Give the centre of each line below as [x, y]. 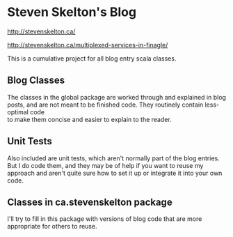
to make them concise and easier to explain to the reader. [89, 119]
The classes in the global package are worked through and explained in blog [116, 97]
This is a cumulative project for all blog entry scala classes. [92, 58]
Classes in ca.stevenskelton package [90, 202]
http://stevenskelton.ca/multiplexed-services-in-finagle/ [88, 45]
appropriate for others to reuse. [52, 227]
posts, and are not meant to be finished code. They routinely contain [105, 105]
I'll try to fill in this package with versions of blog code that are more [105, 219]
